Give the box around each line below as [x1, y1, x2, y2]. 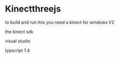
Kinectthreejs [5, 3, 61, 14]
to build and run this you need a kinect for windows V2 [5, 19, 115, 25]
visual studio [5, 38, 31, 44]
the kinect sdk [5, 29, 34, 34]
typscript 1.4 [5, 47, 30, 53]
